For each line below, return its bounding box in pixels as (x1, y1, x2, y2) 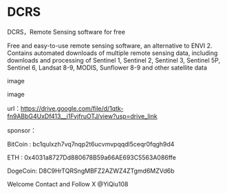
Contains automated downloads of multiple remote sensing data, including (7, 49, 218, 57)
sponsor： (7, 126, 36, 134)
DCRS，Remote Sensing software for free (7, 28, 126, 36)
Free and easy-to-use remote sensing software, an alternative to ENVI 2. (7, 41, 213, 50)
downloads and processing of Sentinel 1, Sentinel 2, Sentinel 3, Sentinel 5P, (7, 56, 221, 64)
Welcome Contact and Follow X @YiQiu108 (7, 180, 129, 188)
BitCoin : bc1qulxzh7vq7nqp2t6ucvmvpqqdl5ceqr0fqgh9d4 (7, 140, 175, 148)
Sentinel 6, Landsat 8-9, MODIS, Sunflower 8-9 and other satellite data (7, 63, 208, 72)
